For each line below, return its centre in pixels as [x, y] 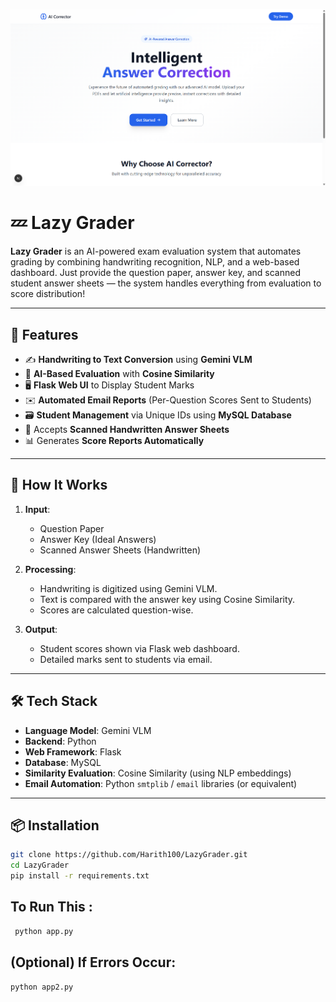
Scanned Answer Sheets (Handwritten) [120, 550]
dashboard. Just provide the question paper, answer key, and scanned [155, 273]
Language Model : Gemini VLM [88, 730]
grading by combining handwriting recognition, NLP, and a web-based [155, 262]
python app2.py [42, 987]
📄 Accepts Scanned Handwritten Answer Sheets [127, 430]
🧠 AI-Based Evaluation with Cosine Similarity [119, 374]
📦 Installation [55, 825]
